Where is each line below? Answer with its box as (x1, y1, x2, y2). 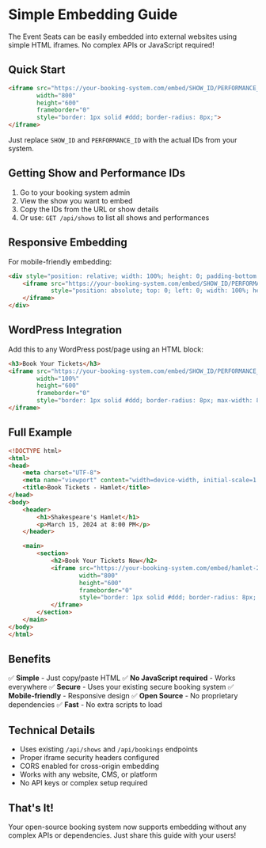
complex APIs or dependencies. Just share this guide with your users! (8, 831, 236, 840)
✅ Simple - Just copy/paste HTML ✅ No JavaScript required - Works (8, 673, 236, 683)
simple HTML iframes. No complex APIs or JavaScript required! (8, 40, 215, 49)
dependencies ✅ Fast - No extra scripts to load (8, 700, 162, 709)
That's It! (8, 801, 54, 815)
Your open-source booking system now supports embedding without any (8, 822, 247, 832)
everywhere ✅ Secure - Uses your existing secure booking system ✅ (8, 683, 234, 692)
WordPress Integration (8, 323, 123, 337)
